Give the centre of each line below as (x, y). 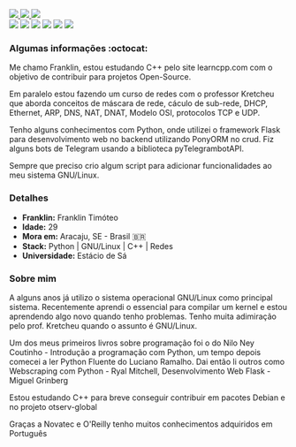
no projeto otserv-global (53, 406)
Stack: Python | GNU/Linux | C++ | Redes (98, 246)
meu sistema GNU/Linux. (54, 175)
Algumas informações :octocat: (79, 48)
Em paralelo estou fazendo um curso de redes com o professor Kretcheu (142, 94)
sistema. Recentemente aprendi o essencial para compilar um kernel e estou (148, 307)
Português (28, 433)
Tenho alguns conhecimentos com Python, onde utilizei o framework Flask (145, 130)
